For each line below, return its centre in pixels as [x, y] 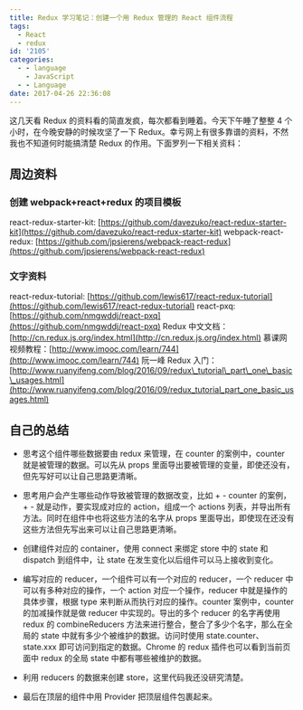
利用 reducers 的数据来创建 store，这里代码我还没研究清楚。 [135, 677]
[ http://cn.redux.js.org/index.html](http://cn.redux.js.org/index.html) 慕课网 [148, 338]
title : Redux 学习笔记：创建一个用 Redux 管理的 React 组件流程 [121, 18]
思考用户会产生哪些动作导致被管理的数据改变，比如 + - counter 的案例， [157, 496]
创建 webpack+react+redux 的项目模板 [95, 202]
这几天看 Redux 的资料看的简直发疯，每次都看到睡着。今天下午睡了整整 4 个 [151, 120]
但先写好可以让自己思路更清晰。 [82, 477]
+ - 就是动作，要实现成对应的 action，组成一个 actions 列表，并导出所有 [156, 506]
